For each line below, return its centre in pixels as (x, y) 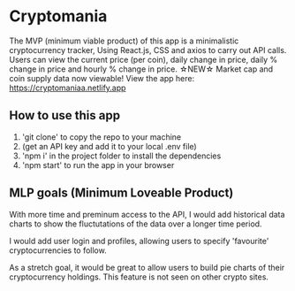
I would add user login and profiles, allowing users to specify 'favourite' (139, 241)
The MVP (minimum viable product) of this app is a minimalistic (124, 41)
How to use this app (65, 115)
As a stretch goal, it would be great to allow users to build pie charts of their (147, 267)
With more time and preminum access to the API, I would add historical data (147, 214)
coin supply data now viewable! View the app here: (102, 78)
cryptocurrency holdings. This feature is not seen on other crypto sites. (139, 277)
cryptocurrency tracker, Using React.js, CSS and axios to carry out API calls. (148, 50)
